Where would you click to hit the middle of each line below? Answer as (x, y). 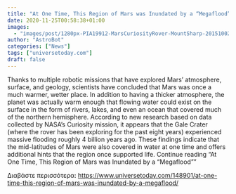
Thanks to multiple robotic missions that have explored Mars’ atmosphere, (114, 79)
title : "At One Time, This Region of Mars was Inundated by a (100, 14)
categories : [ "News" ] (39, 46)
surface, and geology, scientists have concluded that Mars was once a (110, 87)
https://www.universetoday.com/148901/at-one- (147, 175)
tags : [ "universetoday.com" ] (50, 53)
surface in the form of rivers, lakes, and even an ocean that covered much (114, 109)
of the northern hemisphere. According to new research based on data (110, 117)
